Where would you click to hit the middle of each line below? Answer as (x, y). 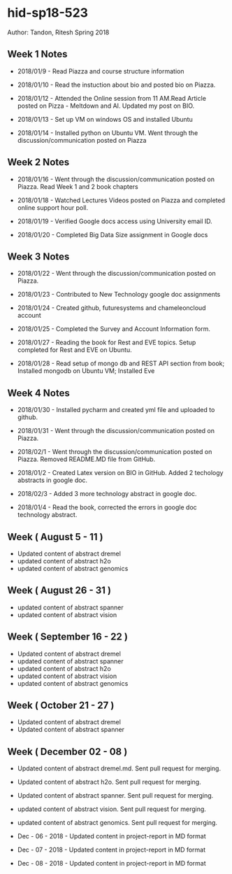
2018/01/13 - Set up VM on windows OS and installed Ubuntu (105, 119)
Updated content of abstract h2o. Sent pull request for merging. (109, 782)
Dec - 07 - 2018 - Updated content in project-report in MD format (111, 850)
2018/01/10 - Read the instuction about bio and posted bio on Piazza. (116, 85)
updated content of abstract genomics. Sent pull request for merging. (117, 823)
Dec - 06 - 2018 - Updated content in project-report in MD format (111, 836)
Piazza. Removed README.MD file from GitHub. (86, 459)
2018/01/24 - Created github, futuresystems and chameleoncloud (111, 308)
